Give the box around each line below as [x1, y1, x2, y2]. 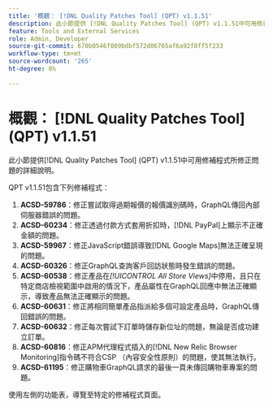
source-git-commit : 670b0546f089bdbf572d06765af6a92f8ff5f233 [8, 42, 223, 50]
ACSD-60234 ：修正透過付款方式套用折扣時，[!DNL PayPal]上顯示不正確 [19, 220, 264, 230]
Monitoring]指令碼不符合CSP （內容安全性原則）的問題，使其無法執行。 [19, 352, 262, 362]
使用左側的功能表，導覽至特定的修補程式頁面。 [8, 389, 165, 399]
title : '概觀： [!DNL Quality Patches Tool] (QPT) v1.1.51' [8, 11, 213, 20]
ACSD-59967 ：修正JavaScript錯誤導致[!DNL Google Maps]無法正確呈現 [19, 240, 263, 250]
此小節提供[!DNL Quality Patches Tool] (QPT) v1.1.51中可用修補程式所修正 [8, 155, 252, 165]
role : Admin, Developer [8, 34, 89, 43]
